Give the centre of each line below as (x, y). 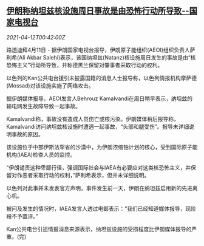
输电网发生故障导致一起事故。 (43, 106)
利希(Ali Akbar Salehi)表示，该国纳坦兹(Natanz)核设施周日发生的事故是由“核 (101, 57)
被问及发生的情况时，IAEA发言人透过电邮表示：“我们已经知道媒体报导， (96, 208)
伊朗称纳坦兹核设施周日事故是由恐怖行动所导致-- (98, 11)
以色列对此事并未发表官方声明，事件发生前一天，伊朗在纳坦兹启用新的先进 (99, 188)
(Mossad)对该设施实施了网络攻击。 (50, 85)
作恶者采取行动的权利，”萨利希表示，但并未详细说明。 (83, 175)
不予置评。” (25, 216)
